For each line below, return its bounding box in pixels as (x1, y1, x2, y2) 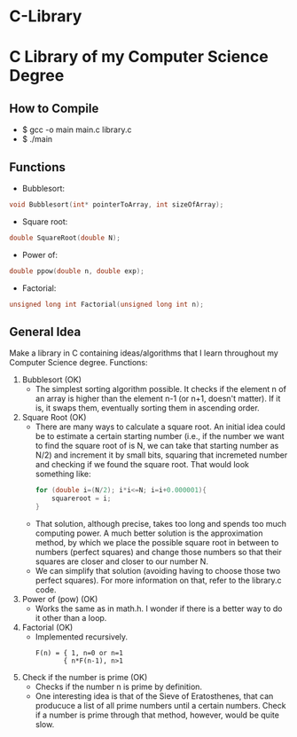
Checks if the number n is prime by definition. (35, 681, 202, 692)
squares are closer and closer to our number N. (35, 556, 208, 567)
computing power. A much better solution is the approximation (35, 528, 263, 538)
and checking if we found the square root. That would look (35, 459, 250, 470)
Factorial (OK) (21, 622, 74, 632)
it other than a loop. (35, 612, 107, 623)
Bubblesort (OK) (21, 374, 82, 385)
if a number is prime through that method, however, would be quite (35, 710, 279, 720)
